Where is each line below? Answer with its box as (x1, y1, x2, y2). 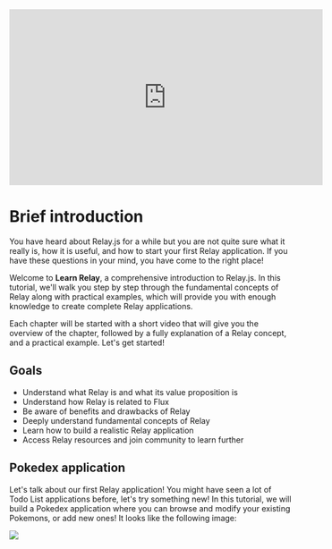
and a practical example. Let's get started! (9, 337, 166, 348)
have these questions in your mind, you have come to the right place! (9, 255, 264, 266)
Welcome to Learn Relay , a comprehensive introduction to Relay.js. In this (9, 272, 281, 283)
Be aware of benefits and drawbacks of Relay (21, 406, 191, 417)
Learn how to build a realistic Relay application (21, 425, 194, 435)
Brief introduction (9, 207, 144, 227)
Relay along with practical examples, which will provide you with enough (9, 291, 277, 302)
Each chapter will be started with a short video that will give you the (9, 317, 260, 329)
